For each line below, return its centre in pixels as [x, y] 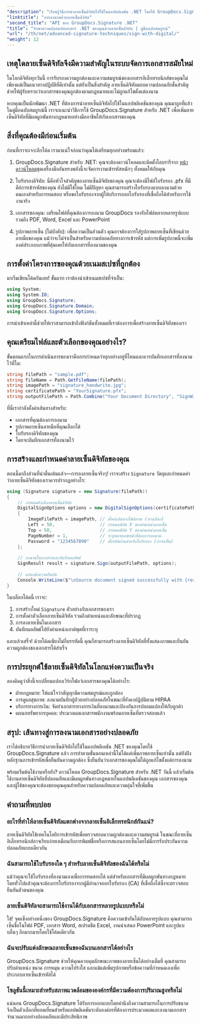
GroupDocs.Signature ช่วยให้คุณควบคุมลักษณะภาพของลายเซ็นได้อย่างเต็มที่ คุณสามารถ [96, 961]
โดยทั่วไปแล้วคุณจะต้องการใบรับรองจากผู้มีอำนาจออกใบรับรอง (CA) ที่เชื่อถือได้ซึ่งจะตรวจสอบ [98, 883]
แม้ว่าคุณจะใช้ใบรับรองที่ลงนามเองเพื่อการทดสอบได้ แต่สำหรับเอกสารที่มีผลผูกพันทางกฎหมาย [96, 877]
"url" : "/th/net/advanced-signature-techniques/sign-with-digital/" [93, 34]
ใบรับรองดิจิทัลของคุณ [37, 433]
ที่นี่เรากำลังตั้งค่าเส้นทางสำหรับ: [37, 408]
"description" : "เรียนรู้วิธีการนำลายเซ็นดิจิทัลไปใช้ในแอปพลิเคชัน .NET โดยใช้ [81, 12]
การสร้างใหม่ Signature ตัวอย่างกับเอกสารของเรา [65, 609]
